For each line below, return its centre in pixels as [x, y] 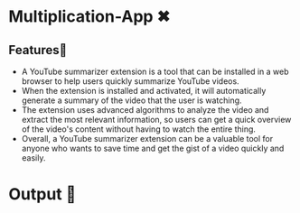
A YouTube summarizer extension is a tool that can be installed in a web [155, 71]
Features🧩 [38, 50]
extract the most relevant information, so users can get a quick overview [156, 120]
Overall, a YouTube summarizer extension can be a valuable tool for [147, 139]
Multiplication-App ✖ [89, 17]
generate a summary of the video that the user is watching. [131, 100]
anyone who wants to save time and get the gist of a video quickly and [153, 148]
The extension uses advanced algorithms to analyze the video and [145, 110]
